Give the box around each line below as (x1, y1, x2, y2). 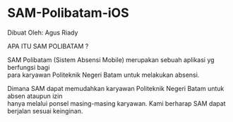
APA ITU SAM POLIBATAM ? (7, 42, 89, 50)
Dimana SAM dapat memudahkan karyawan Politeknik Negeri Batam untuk (7, 84, 225, 92)
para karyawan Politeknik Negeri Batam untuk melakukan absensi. (7, 71, 200, 79)
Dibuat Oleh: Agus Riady (7, 28, 78, 37)
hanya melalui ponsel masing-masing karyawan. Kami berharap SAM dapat (7, 99, 226, 107)
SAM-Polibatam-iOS (7, 5, 129, 21)
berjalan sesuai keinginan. (7, 106, 83, 115)
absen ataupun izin (7, 92, 63, 100)
